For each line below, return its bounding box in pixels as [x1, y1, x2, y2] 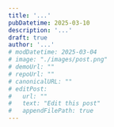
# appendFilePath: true [8, 107, 93, 115]
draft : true [8, 33, 47, 42]
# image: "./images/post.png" [8, 56, 108, 64]
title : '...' [8, 11, 51, 20]
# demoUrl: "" [8, 63, 55, 71]
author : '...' [8, 41, 55, 49]
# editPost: [8, 84, 47, 93]
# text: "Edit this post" [8, 99, 101, 107]
